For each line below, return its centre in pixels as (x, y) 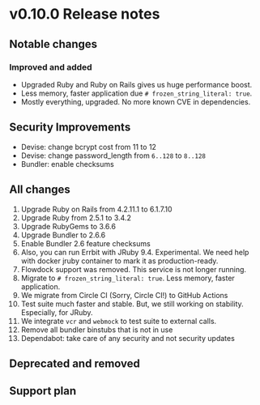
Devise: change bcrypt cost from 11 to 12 (89, 147)
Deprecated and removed (75, 363)
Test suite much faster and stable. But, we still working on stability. (132, 304)
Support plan (43, 391)
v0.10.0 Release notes (85, 14)
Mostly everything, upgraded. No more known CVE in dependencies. (136, 101)
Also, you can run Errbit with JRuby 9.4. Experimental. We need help (135, 252)
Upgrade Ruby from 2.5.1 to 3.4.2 (76, 217)
